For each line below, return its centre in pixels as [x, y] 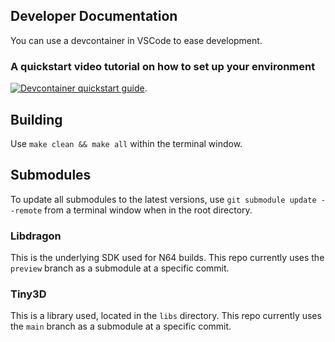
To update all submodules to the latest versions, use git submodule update [163, 199]
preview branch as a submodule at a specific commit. [120, 268]
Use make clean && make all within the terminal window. [126, 143]
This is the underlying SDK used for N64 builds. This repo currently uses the [167, 258]
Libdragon [36, 236]
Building [36, 119]
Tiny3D [28, 294]
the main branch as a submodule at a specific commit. [121, 326]
